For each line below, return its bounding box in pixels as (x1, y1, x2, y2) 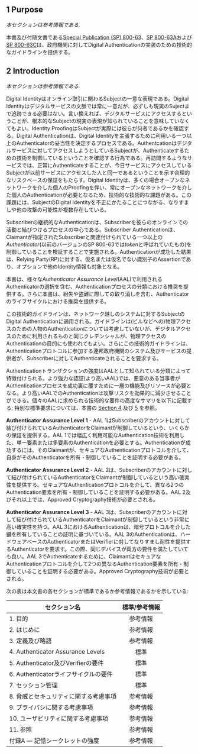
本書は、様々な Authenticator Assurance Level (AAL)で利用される (6, 275, 163, 283)
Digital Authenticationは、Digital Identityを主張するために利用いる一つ (16, 132, 187, 139)
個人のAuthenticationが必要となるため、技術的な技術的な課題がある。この (11, 191, 192, 198)
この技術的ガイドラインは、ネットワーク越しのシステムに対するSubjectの (6, 310, 185, 317)
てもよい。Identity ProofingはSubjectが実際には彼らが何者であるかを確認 (6, 124, 184, 132)
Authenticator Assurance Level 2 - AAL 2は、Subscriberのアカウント (6, 466, 177, 473)
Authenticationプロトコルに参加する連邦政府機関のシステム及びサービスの (6, 347, 187, 354)
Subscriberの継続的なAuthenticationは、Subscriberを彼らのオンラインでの (6, 218, 188, 225)
